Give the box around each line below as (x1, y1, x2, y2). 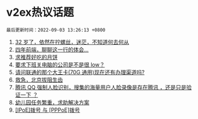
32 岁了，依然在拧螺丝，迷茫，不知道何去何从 (14, 38, 129, 45)
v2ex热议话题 (6, 5, 74, 19)
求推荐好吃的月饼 (14, 53, 58, 60)
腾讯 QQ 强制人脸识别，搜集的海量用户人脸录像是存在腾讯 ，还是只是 (14, 83, 187, 91)
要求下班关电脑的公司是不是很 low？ (14, 61, 105, 68)
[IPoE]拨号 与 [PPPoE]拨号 (14, 106, 80, 114)
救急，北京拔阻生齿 (14, 76, 63, 83)
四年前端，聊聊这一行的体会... (14, 46, 89, 53)
